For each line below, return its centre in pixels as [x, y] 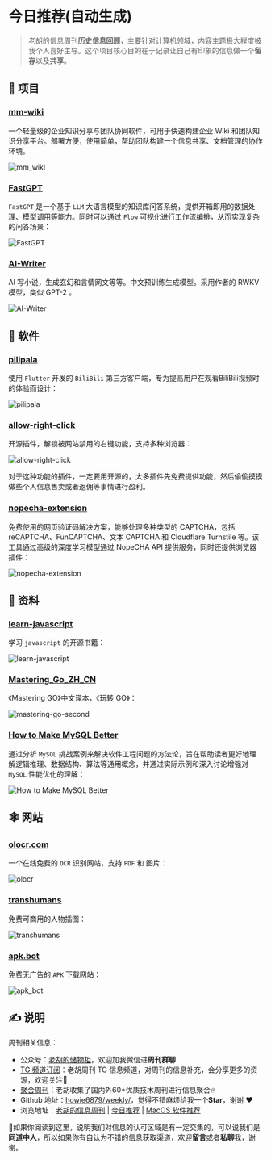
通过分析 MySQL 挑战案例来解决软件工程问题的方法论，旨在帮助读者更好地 [129, 754]
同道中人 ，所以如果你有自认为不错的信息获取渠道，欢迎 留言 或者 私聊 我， [128, 1137]
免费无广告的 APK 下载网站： [55, 974]
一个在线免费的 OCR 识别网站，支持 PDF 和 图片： [88, 863]
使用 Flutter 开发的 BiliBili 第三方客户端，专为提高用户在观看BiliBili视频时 [134, 378]
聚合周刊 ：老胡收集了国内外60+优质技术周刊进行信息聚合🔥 [118, 1090]
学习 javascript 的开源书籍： [57, 643]
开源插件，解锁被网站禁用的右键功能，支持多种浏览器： [100, 444]
